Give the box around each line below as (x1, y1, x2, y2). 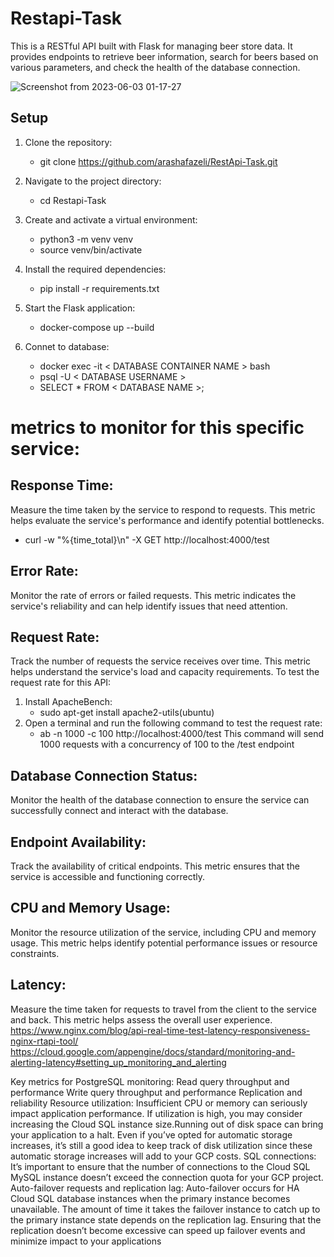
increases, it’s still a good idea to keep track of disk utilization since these (10, 1139, 313, 1151)
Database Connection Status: (10, 767, 198, 784)
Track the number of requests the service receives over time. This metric (10, 655, 312, 667)
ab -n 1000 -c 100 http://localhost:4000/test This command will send (39, 728, 325, 740)
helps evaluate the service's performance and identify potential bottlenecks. (10, 514, 325, 526)
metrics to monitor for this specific (10, 416, 305, 439)
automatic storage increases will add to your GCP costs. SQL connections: (10, 1150, 317, 1162)
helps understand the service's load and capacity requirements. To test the (10, 666, 320, 678)
